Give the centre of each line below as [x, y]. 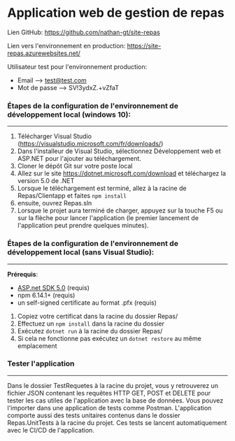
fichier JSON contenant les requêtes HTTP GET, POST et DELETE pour [109, 393]
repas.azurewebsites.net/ [44, 53]
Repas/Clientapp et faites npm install [72, 196]
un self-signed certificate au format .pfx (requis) [87, 303]
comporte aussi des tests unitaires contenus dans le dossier [94, 415]
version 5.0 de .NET [46, 181]
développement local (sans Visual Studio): [81, 252]
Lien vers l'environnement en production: [66, 45]
